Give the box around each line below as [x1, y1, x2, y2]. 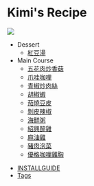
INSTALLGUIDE [16, 163, 60, 172]
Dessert [16, 40, 40, 49]
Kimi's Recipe [7, 5, 87, 21]
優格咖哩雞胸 [27, 150, 64, 159]
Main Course [16, 56, 54, 65]
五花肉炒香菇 [27, 64, 64, 73]
